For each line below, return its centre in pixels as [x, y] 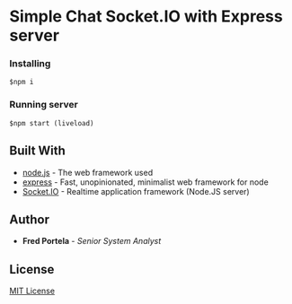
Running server [44, 105]
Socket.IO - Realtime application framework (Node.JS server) [136, 191]
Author [29, 219]
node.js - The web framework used [88, 172]
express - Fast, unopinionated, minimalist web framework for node [146, 182]
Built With [37, 151]
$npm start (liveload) [52, 123]
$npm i [22, 83]
